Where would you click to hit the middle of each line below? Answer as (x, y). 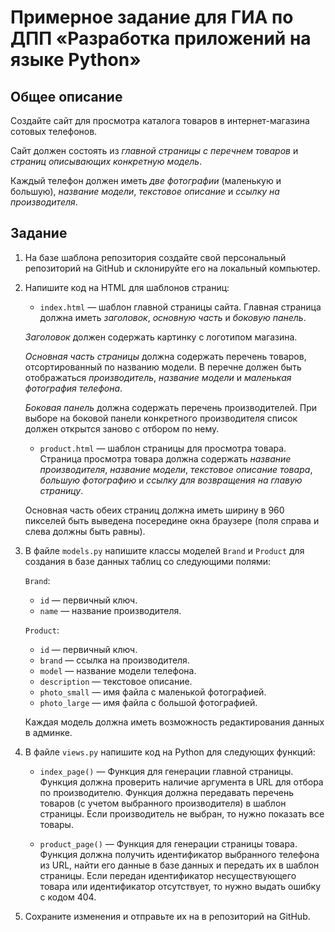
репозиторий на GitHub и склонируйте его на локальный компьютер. (172, 268)
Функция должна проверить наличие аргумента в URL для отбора (181, 782)
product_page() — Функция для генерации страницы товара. (168, 843)
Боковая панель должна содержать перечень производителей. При (171, 407)
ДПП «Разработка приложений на (161, 38)
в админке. (48, 732)
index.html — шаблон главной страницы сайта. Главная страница (180, 307)
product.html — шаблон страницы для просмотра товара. (163, 448)
